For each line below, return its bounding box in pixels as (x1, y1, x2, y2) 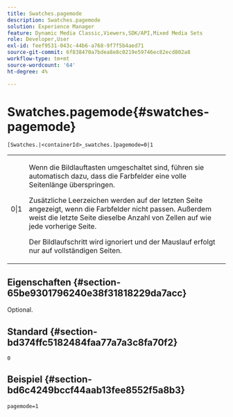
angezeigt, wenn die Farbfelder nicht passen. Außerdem (28, 204, 212, 214)
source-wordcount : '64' (7, 62, 76, 69)
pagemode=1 (7, 402, 39, 409)
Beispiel (7, 373, 43, 385)
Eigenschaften (7, 276, 71, 288)
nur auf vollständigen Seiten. (28, 246, 123, 256)
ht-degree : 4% (7, 68, 49, 75)
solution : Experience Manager (7, 23, 95, 30)
